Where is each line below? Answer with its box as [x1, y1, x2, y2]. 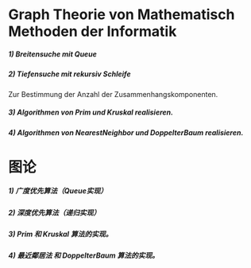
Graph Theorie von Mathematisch [8, 6, 235, 24]
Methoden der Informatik [8, 22, 177, 41]
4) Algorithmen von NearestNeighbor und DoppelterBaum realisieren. [8, 127, 244, 137]
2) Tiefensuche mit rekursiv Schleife [8, 69, 131, 79]
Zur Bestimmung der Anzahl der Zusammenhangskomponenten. [8, 89, 218, 99]
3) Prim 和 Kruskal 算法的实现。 [8, 229, 113, 239]
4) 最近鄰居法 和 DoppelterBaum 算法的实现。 [8, 251, 160, 260]
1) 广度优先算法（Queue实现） [8, 186, 108, 196]
